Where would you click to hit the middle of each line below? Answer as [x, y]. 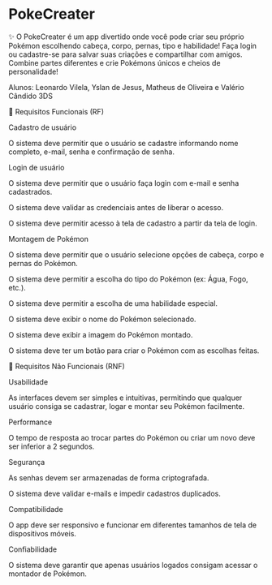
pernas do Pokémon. [43, 263]
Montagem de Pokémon [49, 239]
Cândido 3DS [30, 96]
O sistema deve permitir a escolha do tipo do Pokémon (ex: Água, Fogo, [129, 279]
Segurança [27, 462]
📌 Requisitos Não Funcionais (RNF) [67, 366]
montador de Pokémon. [48, 574]
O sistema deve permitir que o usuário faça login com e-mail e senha [124, 183]
